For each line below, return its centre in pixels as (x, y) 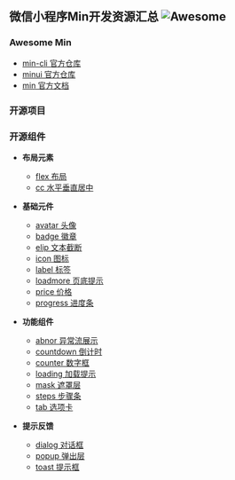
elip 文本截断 (59, 247)
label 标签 (53, 269)
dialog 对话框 (59, 445)
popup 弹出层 (60, 455)
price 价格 (54, 291)
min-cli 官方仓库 (51, 63)
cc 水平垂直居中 (64, 187)
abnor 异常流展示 (67, 340)
